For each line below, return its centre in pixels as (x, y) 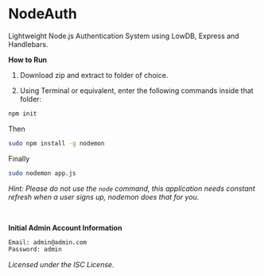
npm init (23, 113)
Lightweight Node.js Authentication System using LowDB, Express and (124, 36)
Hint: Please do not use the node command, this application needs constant (132, 189)
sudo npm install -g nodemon (56, 143)
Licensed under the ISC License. (61, 265)
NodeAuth (43, 14)
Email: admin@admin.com (48, 242)
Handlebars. (28, 44)
